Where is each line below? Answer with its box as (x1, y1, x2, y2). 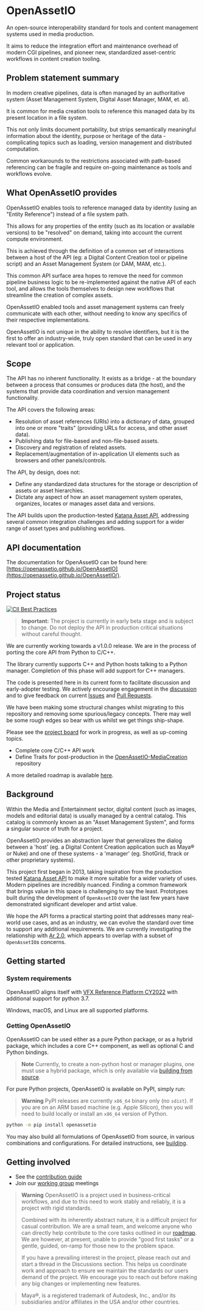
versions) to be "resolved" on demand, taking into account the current (6, 228, 183, 236)
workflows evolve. (6, 170, 52, 177)
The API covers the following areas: (6, 406, 96, 413)
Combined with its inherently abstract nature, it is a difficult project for (21, 1216, 197, 1224)
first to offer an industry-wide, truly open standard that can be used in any (6, 334, 192, 342)
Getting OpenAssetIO (6, 1022, 71, 1030)
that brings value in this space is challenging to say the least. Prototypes (6, 887, 188, 895)
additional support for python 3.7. (6, 995, 90, 1002)
